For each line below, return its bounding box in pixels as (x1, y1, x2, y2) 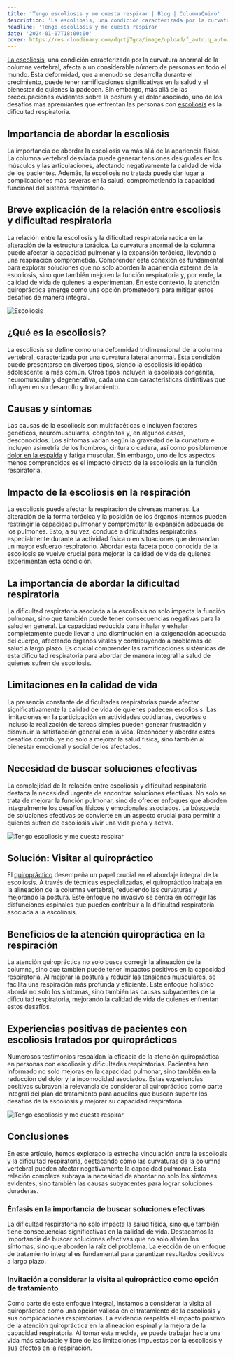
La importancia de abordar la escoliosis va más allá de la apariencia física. (7, 146, 221, 155)
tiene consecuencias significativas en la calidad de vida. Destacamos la (7, 1227, 214, 1236)
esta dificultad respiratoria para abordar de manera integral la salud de (7, 652, 211, 660)
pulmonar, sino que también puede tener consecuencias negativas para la (7, 614, 221, 622)
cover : (7, 36, 27, 43)
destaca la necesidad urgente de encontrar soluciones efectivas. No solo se (7, 788, 227, 797)
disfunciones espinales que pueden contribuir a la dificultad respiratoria (7, 900, 215, 909)
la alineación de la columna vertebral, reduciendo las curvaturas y (7, 886, 197, 894)
